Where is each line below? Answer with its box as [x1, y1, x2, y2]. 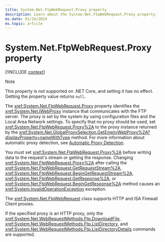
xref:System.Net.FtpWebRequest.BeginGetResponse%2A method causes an [5, 181, 160, 187]
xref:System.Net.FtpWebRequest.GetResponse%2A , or [5, 176, 117, 182]
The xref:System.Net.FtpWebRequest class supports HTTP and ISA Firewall [5, 196, 158, 202]
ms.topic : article [5, 21, 43, 26]
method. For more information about [71, 134, 145, 141]
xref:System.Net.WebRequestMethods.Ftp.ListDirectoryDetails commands [5, 226, 156, 232]
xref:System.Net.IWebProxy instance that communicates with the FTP [5, 108, 147, 114]
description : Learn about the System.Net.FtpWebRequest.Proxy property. [5, 12, 158, 17]
